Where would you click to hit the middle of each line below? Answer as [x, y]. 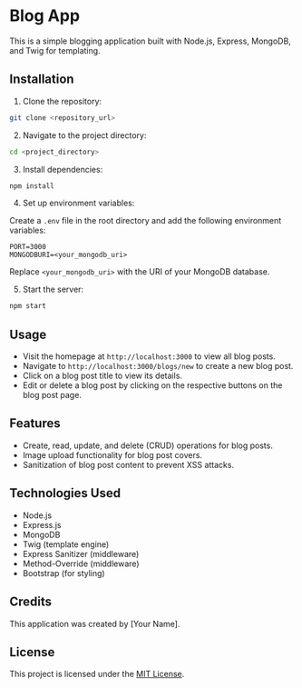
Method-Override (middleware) [81, 563]
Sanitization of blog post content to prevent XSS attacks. [128, 464]
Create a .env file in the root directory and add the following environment [146, 221]
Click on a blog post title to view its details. [102, 376]
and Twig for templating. [55, 50]
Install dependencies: [63, 169]
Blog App [44, 16]
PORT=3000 [28, 247]
